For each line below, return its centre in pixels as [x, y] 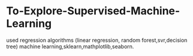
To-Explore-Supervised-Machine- [93, 11]
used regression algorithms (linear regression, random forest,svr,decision [97, 40]
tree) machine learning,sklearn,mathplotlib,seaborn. [70, 46]
